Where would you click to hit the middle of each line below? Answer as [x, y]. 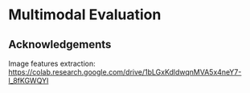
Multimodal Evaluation [85, 15]
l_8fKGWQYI [29, 81]
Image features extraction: [52, 63]
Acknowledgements [60, 44]
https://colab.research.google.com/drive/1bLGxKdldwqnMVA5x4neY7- [125, 72]
